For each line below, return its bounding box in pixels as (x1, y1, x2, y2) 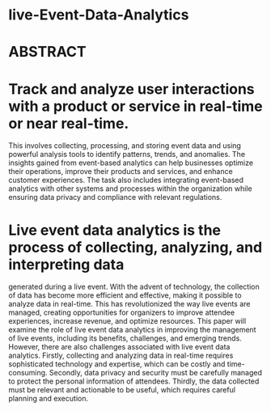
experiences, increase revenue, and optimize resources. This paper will (8, 316, 247, 326)
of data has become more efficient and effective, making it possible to (8, 290, 242, 300)
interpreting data (8, 255, 125, 273)
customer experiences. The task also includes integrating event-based (8, 176, 244, 185)
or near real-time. (8, 114, 129, 133)
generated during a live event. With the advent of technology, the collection (8, 282, 260, 292)
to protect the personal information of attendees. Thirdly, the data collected (8, 376, 260, 386)
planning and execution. (8, 394, 89, 404)
